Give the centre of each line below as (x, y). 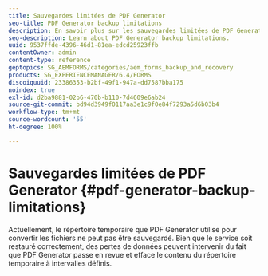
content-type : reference (49, 61)
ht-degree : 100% (35, 127)
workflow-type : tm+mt (44, 112)
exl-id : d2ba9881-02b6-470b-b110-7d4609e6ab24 (87, 97)
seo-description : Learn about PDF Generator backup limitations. (119, 38)
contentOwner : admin (43, 53)
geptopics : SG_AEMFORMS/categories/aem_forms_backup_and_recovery (121, 68)
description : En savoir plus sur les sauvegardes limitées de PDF (121, 30)
